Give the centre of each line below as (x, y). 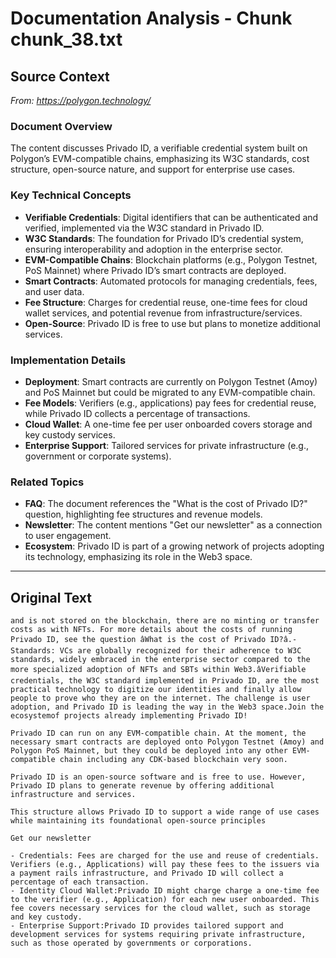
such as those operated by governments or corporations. (131, 943)
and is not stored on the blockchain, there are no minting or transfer (165, 621)
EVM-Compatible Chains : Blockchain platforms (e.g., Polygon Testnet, (171, 259)
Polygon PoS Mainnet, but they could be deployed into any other (149, 751)
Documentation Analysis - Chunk (151, 18)
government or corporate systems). (98, 456)
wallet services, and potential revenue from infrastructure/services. (163, 313)
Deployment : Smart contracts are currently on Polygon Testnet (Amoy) (171, 381)
